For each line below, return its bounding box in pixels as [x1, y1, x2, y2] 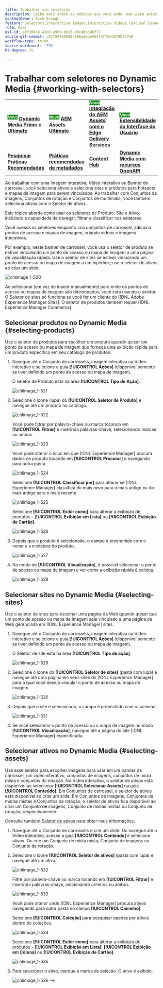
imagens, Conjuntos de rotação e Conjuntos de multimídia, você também [5, 195, 151, 202]
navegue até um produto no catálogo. [12, 403, 87, 409]
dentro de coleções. [12, 920, 52, 926]
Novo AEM [49, 114, 72, 122]
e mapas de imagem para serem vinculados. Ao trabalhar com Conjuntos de [5, 190, 157, 196]
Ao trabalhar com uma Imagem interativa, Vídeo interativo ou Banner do [5, 180, 148, 186]
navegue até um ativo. [12, 857, 57, 863]
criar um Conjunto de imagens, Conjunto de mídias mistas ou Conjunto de [5, 803, 153, 809]
